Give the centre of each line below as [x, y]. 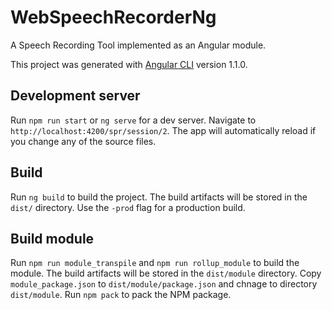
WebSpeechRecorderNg [113, 17]
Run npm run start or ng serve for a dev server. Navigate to [133, 120]
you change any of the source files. [83, 141]
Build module [52, 238]
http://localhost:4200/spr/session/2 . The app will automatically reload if [163, 130]
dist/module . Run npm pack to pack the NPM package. [121, 295]
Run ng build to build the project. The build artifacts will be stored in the [159, 197]
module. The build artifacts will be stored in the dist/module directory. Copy [166, 273]
